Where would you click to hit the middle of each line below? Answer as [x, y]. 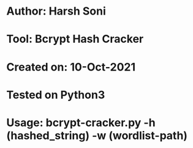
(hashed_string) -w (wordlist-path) [97, 136]
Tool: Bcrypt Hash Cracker [75, 39]
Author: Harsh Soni [56, 11]
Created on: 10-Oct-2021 [71, 67]
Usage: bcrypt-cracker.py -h [81, 122]
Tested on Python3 [56, 95]
